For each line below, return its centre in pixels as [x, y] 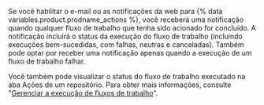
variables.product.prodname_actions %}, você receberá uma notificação [126, 20]
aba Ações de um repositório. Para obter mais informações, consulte [120, 85]
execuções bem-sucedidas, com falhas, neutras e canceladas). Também [126, 45]
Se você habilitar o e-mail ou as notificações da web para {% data [115, 11]
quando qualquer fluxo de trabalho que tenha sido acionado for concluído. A [132, 28]
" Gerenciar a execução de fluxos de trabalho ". [83, 93]
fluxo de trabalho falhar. [47, 61]
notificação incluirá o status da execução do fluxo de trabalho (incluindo [125, 36]
